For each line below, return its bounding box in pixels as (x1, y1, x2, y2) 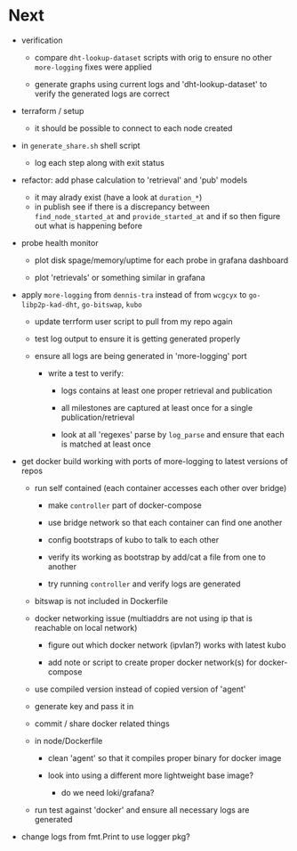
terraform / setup (20, 105, 84, 116)
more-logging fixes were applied (34, 61, 152, 72)
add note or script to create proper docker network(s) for (47, 657, 257, 667)
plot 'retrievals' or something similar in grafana (34, 272, 205, 282)
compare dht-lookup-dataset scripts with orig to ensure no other (34, 52, 272, 62)
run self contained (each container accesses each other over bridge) (34, 482, 287, 493)
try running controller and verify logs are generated (47, 578, 241, 589)
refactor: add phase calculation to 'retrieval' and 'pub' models (20, 175, 248, 185)
